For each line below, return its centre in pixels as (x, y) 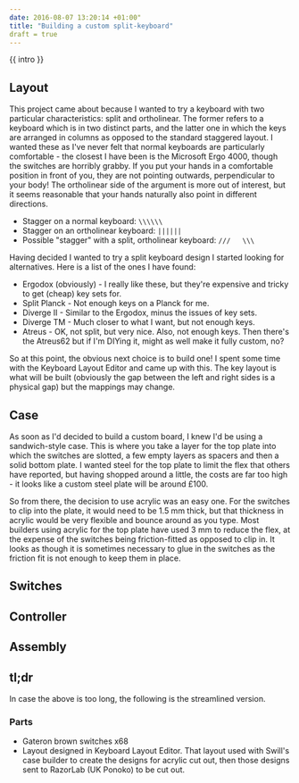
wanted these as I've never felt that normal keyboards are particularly (137, 147)
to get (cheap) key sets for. (72, 294)
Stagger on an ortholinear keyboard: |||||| (102, 231)
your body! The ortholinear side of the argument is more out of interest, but (147, 185)
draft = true (33, 34)
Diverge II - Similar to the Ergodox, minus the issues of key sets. (139, 312)
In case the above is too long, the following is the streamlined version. (137, 698)
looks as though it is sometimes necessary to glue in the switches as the (142, 549)
